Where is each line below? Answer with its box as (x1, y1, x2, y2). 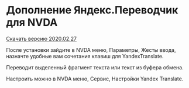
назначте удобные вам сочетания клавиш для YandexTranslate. (6, 52, 164, 59)
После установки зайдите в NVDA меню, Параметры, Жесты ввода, (6, 46, 176, 53)
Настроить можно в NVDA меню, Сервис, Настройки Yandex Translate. (6, 75, 184, 82)
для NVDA (6, 16, 58, 29)
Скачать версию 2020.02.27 (6, 35, 77, 42)
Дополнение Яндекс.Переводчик (6, 3, 178, 17)
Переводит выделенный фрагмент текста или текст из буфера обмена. (6, 64, 184, 71)
